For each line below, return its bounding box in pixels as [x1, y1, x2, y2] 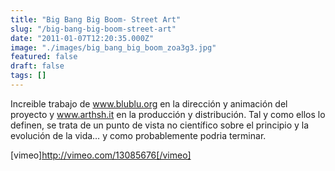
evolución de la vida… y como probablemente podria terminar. [10, 129, 267, 141]
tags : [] [10, 71, 47, 81]
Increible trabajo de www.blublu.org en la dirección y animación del [10, 97, 288, 110]
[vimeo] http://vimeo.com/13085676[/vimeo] [10, 149, 192, 161]
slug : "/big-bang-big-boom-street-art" [10, 24, 177, 34]
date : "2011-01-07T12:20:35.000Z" [10, 33, 155, 43]
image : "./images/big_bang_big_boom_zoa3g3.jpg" [10, 42, 217, 53]
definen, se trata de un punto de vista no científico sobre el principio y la [10, 119, 310, 131]
